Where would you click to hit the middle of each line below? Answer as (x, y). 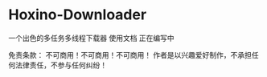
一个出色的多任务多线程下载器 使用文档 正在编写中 (91, 38)
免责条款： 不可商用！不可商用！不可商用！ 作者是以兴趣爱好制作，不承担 (130, 55)
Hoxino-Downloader (78, 15)
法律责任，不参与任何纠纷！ (61, 65)
